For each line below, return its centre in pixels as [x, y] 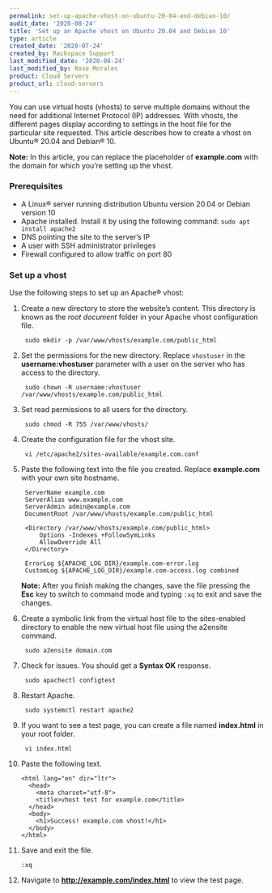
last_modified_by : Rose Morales [64, 69]
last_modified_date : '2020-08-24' [68, 62]
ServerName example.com [65, 493]
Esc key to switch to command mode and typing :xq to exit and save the [141, 594]
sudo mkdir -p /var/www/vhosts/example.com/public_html [121, 341]
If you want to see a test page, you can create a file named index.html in [142, 725]
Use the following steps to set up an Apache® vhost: [97, 293]
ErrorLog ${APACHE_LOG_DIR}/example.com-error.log [112, 563]
